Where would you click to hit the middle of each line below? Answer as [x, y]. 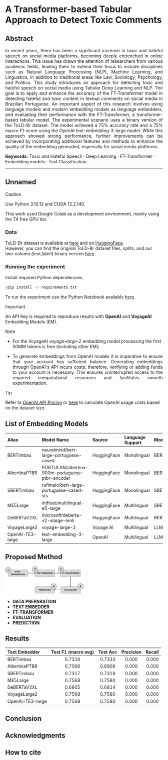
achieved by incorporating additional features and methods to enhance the [84, 141]
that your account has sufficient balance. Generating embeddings [87, 362]
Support [133, 443]
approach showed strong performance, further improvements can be [84, 136]
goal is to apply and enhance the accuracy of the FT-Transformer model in [84, 93]
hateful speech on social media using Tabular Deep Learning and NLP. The [84, 88]
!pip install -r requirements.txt [41, 287]
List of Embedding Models [47, 424]
